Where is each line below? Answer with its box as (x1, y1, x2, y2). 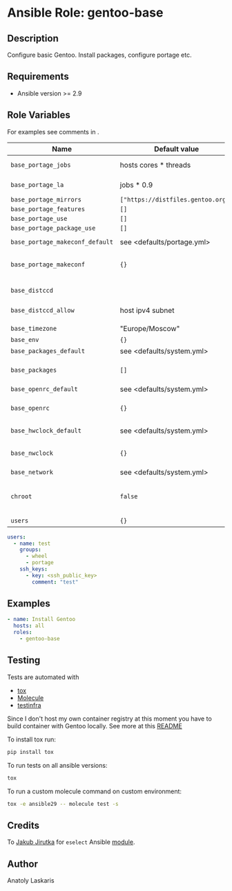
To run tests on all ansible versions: (7, 761, 108, 769)
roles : (13, 629, 32, 636)
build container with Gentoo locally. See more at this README (7, 721, 183, 730)
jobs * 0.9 (119, 180, 153, 190)
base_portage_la (10, 181, 64, 188)
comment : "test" (32, 578, 79, 586)
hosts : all (13, 622, 45, 629)
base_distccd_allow (10, 306, 75, 314)
